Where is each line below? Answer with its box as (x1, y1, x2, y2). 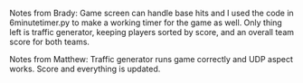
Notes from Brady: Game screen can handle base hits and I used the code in (9, 8, 294, 18)
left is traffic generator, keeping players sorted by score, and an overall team (9, 27, 295, 37)
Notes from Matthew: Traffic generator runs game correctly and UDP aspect (9, 54, 294, 64)
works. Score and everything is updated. (9, 63, 161, 74)
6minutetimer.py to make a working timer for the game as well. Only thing (9, 17, 282, 28)
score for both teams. (9, 36, 90, 47)
